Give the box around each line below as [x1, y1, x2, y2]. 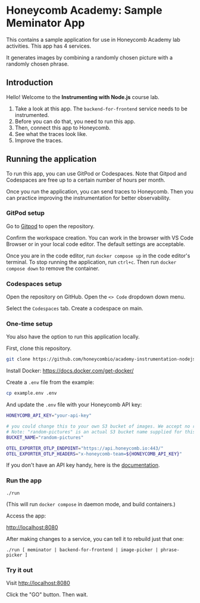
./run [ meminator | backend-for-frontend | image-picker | [6, 547, 159, 553]
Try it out [6, 565, 33, 574]
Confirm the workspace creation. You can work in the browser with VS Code [6, 234, 193, 241]
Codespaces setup [6, 279, 62, 288]
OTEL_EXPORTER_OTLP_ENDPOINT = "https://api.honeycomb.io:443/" [6, 445, 164, 451]
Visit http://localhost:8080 [6, 580, 70, 587]
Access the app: [6, 512, 46, 519]
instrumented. [14, 111, 49, 118]
